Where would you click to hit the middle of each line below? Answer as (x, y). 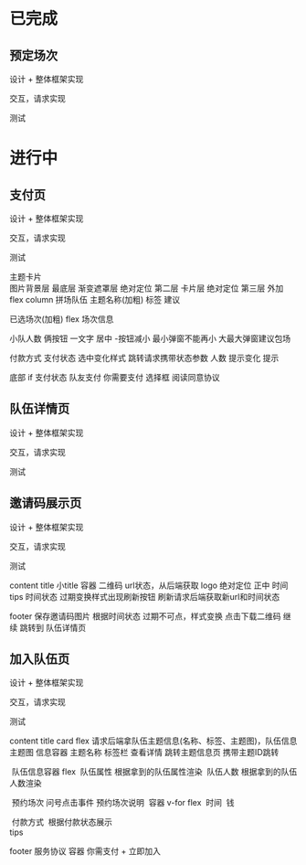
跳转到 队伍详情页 (53, 627)
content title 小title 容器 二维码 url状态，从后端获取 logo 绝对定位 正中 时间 (149, 585)
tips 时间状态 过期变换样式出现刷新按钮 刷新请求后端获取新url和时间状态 (145, 596)
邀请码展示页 (46, 503)
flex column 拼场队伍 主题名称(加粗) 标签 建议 (95, 299)
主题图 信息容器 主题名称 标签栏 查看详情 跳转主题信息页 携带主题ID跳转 (144, 753)
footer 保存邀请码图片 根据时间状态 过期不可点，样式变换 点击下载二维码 (145, 616)
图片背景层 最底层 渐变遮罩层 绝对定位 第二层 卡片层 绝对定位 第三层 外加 (147, 288)
